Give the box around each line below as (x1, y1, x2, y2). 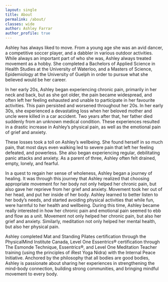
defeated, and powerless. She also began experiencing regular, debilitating (5, 150, 160, 156)
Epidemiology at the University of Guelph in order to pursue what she (5, 72, 148, 77)
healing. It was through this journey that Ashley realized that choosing (5, 176, 149, 181)
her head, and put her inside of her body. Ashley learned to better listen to (5, 192, 158, 197)
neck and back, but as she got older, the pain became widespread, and (5, 92, 152, 98)
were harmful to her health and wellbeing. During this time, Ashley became (5, 202, 159, 208)
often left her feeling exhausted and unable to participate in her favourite (5, 97, 155, 103)
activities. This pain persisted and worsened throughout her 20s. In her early (5, 103, 163, 108)
